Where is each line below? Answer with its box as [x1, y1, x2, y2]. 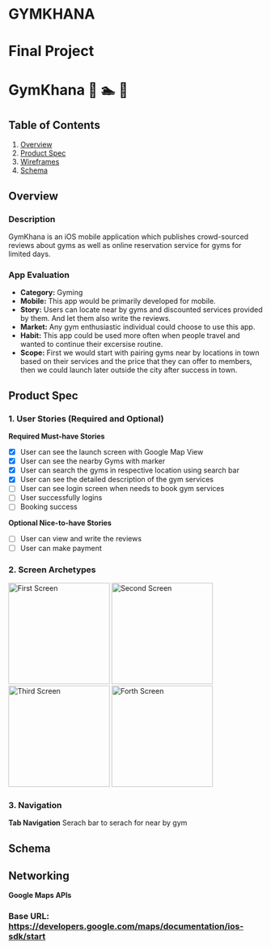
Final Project [8, 42, 95, 61]
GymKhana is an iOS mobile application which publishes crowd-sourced [8, 232, 249, 242]
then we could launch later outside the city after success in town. [19, 365, 238, 375]
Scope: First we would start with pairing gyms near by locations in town [19, 348, 260, 357]
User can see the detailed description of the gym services [19, 475, 214, 485]
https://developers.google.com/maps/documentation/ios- [8, 921, 244, 932]
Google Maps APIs [8, 891, 72, 900]
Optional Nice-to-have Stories [8, 518, 112, 528]
